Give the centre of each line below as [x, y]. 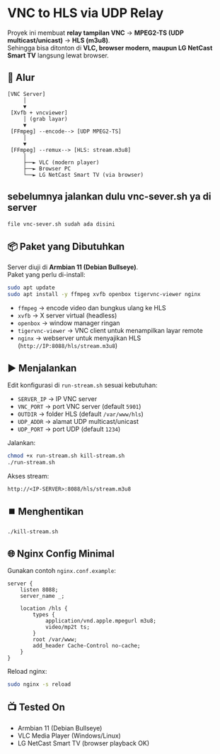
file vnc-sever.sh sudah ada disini [61, 224]
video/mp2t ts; [68, 627]
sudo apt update [31, 288]
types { [44, 615]
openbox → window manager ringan [69, 323]
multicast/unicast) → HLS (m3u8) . [59, 40]
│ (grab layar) [46, 119]
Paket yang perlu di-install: [46, 275]
